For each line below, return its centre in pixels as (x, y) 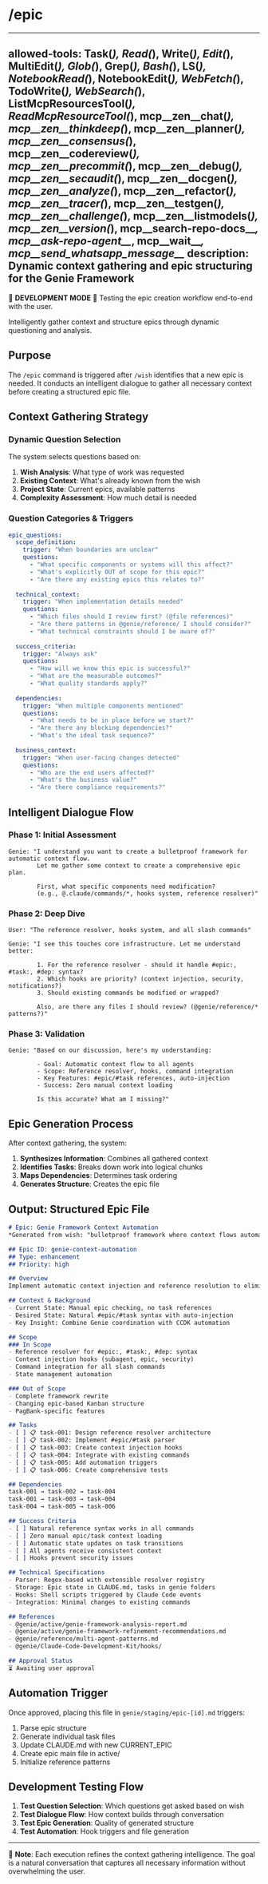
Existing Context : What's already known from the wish (110, 481)
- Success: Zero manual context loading (105, 1085)
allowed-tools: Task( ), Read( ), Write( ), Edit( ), (121, 54)
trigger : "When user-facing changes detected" (101, 758)
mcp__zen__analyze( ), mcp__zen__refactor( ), (122, 191)
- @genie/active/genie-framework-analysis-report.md (98, 1624)
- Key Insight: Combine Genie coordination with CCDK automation (119, 1323)
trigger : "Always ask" (60, 654)
